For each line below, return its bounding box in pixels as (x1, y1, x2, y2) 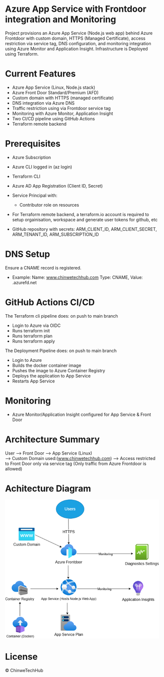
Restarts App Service (12, 378, 55, 384)
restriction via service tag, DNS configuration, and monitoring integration (5, 40, 151, 46)
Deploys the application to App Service (12, 373, 91, 379)
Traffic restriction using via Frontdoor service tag (12, 105, 111, 111)
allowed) (5, 465, 22, 472)
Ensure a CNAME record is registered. (5, 265, 82, 271)
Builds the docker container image (12, 362, 82, 368)
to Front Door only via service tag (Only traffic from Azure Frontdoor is (5, 460, 146, 466)
